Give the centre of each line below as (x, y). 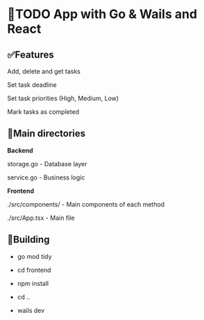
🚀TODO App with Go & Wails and (102, 14)
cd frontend (34, 270)
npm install (33, 283)
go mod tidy (34, 256)
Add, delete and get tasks (44, 71)
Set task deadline (32, 85)
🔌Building (28, 240)
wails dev (31, 310)
